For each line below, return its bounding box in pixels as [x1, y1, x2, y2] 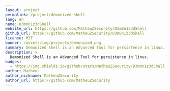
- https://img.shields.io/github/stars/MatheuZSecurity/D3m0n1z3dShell [10, 64, 165, 69]
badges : [5, 59, 22, 64]
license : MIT [5, 36, 33, 41]
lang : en [5, 17, 24, 22]
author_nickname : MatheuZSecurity [5, 73, 79, 78]
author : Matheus [5, 69, 40, 74]
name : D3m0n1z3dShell [5, 21, 51, 27]
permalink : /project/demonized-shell [5, 12, 86, 17]
